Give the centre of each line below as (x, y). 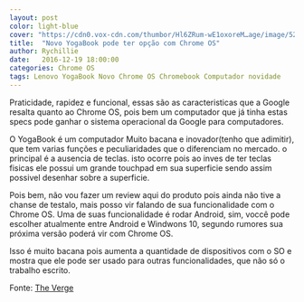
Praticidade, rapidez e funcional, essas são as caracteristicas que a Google (150, 102)
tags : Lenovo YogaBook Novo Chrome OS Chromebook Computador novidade (145, 77)
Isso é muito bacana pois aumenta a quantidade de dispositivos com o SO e (151, 250)
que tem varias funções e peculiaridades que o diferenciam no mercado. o (148, 148)
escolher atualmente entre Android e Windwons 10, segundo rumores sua (146, 223)
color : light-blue (44, 26)
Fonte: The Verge (42, 288)
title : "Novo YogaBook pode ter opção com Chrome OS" (115, 43)
